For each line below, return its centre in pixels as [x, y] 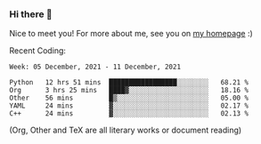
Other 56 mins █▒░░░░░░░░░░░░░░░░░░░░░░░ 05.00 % [129, 98]
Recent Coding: [38, 51]
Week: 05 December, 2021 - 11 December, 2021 [95, 67]
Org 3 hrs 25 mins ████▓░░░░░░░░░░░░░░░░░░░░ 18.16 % [129, 91]
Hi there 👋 [31, 14]
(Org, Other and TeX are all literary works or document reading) [126, 130]
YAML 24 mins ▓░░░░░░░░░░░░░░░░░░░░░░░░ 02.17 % [129, 106]
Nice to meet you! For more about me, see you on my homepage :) [131, 34]
